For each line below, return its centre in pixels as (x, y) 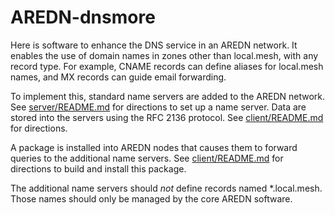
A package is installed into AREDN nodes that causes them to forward (154, 147)
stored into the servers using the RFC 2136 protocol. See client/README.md (167, 117)
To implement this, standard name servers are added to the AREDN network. (168, 96)
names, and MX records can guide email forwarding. (118, 77)
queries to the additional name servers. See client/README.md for (147, 158)
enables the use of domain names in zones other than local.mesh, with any (164, 55)
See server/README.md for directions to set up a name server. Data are (158, 107)
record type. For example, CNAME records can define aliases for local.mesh (167, 66)
